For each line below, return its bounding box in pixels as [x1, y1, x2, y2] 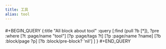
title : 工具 [5, 7, 28, 12]
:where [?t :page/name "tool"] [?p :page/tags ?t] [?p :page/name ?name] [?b [5, 33, 161, 39]
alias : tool [5, 12, 30, 17]
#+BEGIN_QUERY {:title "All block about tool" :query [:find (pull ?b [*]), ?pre [5, 28, 159, 34]
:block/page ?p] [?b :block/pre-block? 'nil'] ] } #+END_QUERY [5, 38, 131, 44]
